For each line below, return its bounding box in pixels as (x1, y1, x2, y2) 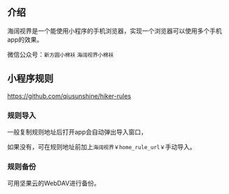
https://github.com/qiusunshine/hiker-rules (7, 92, 132, 100)
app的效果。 (7, 35, 43, 43)
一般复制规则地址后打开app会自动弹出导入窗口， (7, 127, 148, 136)
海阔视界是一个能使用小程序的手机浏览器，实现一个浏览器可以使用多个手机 (7, 27, 222, 35)
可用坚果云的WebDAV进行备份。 (7, 179, 100, 188)
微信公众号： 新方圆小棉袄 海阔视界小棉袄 (7, 50, 114, 58)
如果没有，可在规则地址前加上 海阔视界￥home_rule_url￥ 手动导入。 (7, 142, 196, 151)
